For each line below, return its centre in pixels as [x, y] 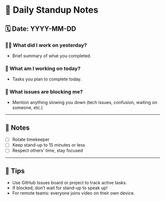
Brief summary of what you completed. [52, 55]
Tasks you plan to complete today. [47, 79]
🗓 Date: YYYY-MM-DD [41, 29]
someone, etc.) [27, 108]
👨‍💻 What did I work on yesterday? [46, 45]
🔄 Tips [15, 171]
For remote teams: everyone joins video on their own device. [73, 193]
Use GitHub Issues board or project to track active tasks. [69, 183]
